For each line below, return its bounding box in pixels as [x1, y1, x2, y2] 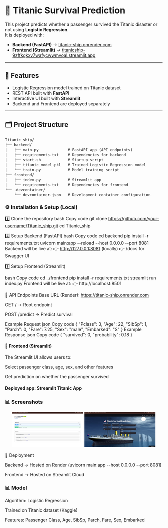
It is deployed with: [5, 32, 44, 38]
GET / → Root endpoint [5, 301, 52, 308]
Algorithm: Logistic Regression [5, 498, 68, 504]
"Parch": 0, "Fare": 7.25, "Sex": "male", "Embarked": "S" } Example [5, 326, 142, 332]
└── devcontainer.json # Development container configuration [14, 192, 151, 197]
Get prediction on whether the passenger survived [5, 374, 109, 380]
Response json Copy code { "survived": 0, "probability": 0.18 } [5, 331, 132, 338]
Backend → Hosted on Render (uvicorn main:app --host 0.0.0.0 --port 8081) [5, 462, 162, 468]
